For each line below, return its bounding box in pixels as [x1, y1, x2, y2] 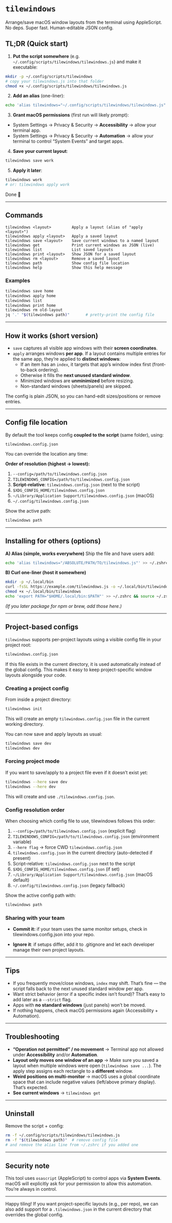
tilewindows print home [5, 303, 56, 308]
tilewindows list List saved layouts [5, 247, 114, 252]
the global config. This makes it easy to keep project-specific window [5, 666, 152, 673]
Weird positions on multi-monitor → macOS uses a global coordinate [12, 1073, 160, 1079]
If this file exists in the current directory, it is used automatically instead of [5, 661, 161, 667]
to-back [20, 367, 37, 373]
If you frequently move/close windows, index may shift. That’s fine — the [12, 980, 166, 986]
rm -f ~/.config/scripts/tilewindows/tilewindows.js [5, 1133, 120, 1138]
